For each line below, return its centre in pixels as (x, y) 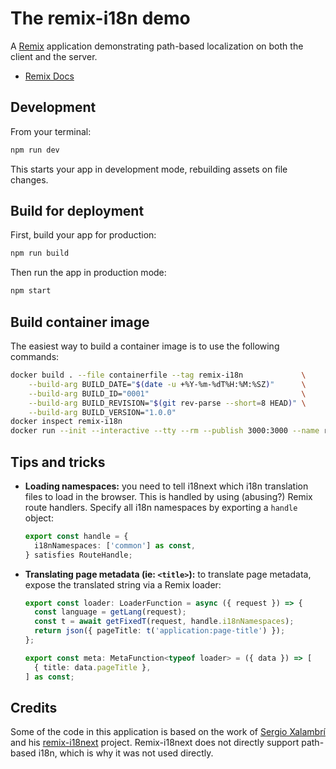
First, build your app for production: (83, 235)
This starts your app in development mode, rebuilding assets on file (149, 169)
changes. (29, 179)
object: (39, 518)
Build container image (80, 322)
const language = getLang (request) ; (110, 612)
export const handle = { (76, 536)
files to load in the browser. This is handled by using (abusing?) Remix (168, 496)
